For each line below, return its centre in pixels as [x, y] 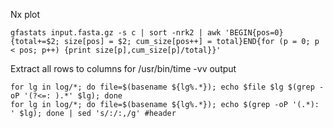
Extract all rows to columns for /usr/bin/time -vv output [123, 68]
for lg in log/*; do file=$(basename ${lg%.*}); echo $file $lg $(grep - [167, 87]
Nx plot [25, 14]
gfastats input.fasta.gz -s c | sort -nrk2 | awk [116, 33]
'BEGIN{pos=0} [254, 33]
